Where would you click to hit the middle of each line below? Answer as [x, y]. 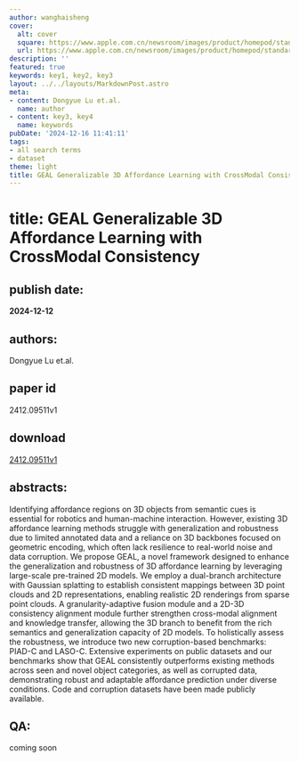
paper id [32, 389]
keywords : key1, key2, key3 [61, 76]
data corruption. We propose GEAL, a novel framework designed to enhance [149, 556]
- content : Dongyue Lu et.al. [65, 100]
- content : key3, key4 [51, 117]
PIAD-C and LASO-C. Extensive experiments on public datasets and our [141, 651]
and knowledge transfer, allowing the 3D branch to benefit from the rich [141, 623]
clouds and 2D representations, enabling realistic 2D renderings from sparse [149, 594]
